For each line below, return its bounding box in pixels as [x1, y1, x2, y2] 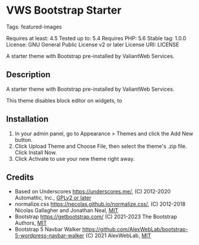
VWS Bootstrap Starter [6, 4, 122, 17]
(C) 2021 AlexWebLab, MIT [85, 232, 151, 239]
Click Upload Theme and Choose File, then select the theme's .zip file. [14, 142, 187, 149]
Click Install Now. [14, 149, 58, 156]
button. [14, 136, 33, 143]
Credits [6, 172, 34, 182]
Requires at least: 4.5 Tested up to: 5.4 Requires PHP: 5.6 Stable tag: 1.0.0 [6, 34, 187, 42]
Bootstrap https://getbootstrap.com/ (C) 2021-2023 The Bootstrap [14, 213, 177, 220]
